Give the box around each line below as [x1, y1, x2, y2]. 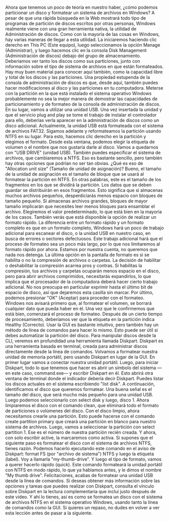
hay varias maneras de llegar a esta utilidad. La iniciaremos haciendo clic [5, 36, 157, 43]
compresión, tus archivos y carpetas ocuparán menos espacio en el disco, [5, 268, 160, 274]
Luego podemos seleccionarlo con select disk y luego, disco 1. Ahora [5, 397, 149, 403]
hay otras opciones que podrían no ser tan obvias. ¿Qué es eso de [5, 161, 143, 166]
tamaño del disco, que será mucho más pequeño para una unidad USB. [5, 392, 154, 397]
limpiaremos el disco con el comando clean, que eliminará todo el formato [5, 403, 159, 408]
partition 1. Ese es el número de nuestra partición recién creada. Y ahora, [5, 429, 157, 435]
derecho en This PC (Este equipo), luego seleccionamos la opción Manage [5, 42, 160, 48]
